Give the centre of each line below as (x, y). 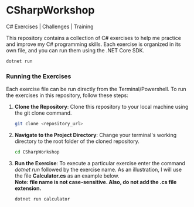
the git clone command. (43, 113)
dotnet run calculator (42, 199)
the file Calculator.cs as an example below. (67, 176)
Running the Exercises (39, 76)
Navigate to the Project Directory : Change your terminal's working (96, 135)
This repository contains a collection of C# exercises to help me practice (94, 38)
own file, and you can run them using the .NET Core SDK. (75, 50)
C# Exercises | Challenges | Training (50, 26)
